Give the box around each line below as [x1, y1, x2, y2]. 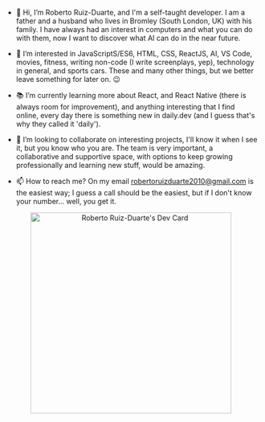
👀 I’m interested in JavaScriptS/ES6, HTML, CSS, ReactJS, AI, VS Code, [15, 49, 253, 58]
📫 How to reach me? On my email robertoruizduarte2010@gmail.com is [15, 177, 255, 186]
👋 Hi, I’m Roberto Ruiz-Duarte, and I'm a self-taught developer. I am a [15, 8, 246, 17]
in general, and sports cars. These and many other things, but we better [15, 66, 255, 76]
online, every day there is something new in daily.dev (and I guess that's [15, 111, 255, 120]
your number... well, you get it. [15, 197, 116, 206]
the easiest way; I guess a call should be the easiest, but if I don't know [15, 188, 252, 197]
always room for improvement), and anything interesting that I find [15, 102, 235, 112]
